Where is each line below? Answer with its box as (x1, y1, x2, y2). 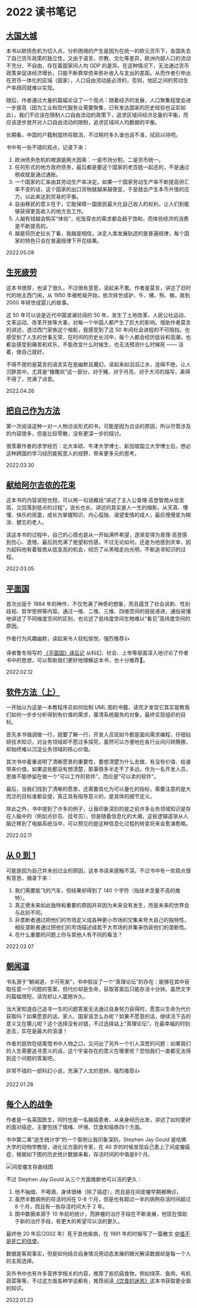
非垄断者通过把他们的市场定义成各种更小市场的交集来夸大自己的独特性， (14, 916, 189, 923)
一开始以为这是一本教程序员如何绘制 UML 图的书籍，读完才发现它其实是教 (6, 704, 185, 711)
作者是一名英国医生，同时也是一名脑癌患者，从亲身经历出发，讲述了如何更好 (6, 1116, 191, 1123)
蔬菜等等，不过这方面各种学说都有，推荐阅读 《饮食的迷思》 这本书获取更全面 (6, 1277, 191, 1284)
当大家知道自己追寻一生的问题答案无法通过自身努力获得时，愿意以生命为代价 (6, 1005, 191, 1012)
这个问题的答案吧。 (11, 1054, 57, 1061)
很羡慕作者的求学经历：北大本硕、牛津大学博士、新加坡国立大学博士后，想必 (6, 442, 191, 449)
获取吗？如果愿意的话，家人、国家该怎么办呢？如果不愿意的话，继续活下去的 (6, 1012, 191, 1020)
